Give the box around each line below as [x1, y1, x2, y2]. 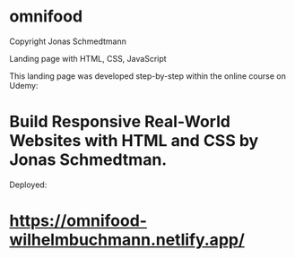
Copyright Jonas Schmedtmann [9, 36, 127, 47]
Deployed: [9, 179, 48, 190]
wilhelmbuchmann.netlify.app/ [9, 230, 245, 250]
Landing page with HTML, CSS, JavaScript [9, 53, 168, 64]
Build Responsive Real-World [9, 112, 231, 132]
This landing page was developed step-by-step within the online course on [9, 70, 287, 82]
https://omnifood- [9, 211, 148, 231]
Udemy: [9, 80, 39, 90]
